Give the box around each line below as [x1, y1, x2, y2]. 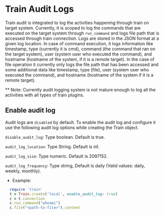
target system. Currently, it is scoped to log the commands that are [5, 25, 141, 31]
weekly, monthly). [5, 168, 41, 174]
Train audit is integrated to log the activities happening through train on [5, 20, 149, 26]
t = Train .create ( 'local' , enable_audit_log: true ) [9, 191, 118, 196]
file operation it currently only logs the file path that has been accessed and [5, 61, 159, 67]
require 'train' [9, 187, 43, 192]
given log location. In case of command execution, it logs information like [5, 40, 154, 46]
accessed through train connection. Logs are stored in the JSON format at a [5, 35, 159, 41]
